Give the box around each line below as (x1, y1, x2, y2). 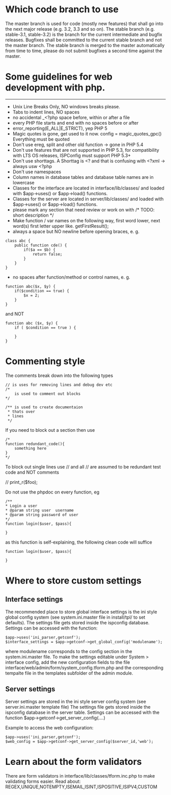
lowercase (12, 179, 35, 185)
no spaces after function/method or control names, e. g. (12, 274, 131, 280)
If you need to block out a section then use (5, 427, 95, 433)
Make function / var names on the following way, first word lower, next (12, 217, 160, 223)
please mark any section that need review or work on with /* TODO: (12, 206, 155, 213)
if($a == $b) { (23, 247, 56, 252)
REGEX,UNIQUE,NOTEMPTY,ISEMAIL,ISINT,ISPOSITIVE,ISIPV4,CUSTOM (5, 783, 158, 790)
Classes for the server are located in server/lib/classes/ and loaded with (12, 196, 164, 202)
